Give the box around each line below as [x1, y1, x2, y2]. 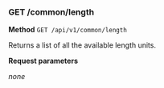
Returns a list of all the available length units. [8, 40, 157, 50]
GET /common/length [8, 6, 95, 18]
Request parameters [8, 56, 79, 66]
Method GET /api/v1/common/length [8, 25, 127, 35]
